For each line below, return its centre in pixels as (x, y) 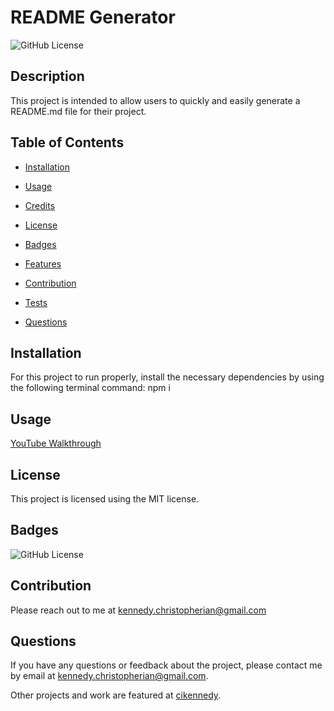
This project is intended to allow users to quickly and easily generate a (155, 100)
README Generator (93, 17)
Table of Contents (67, 142)
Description (47, 76)
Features (43, 263)
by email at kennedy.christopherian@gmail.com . (109, 676)
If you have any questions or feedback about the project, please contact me (166, 665)
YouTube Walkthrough (56, 443)
